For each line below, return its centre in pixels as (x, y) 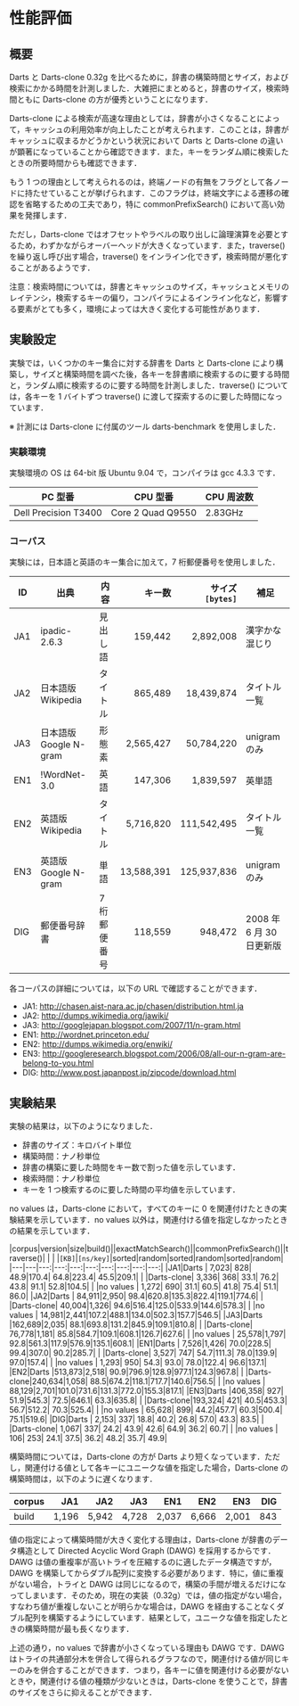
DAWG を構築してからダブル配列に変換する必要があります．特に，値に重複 (146, 1573)
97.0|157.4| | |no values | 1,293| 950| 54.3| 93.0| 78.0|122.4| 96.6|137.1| (138, 1363)
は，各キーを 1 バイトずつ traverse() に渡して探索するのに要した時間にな (142, 396)
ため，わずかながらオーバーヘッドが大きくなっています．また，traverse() (151, 245)
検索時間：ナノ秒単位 (61, 1179)
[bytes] (221, 599)
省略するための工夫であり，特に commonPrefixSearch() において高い (151, 204)
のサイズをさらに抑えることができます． (83, 1693)
